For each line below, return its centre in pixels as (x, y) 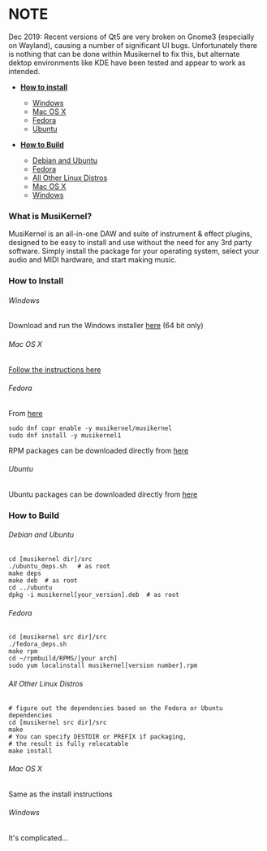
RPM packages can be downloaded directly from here (99, 450)
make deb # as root (43, 581)
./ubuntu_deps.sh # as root (60, 567)
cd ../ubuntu (30, 588)
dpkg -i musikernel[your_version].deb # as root (94, 595)
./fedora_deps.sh (38, 644)
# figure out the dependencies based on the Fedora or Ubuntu (116, 708)
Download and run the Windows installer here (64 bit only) (106, 326)
